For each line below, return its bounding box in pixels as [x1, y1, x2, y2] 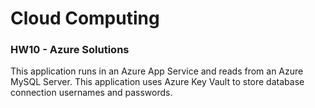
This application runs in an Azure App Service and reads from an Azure [10, 65, 304, 77]
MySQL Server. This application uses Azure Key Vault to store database [10, 76, 305, 88]
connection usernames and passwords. [10, 87, 173, 99]
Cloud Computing [10, 7, 160, 30]
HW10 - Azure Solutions [10, 43, 130, 57]
